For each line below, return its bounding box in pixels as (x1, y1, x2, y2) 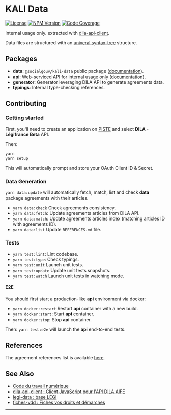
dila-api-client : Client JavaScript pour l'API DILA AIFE (12, 388, 126, 395)
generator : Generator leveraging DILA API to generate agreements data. (12, 79, 164, 85)
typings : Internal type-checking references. (12, 84, 105, 90)
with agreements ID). (12, 221, 57, 227)
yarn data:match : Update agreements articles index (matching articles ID (12, 215, 165, 222)
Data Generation (5, 178, 47, 185)
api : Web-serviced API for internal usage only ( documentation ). (12, 74, 146, 80)
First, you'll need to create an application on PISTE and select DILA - (5, 126, 149, 132)
